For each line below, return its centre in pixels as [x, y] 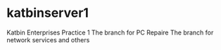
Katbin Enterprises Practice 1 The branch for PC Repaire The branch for [110, 32]
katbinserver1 [48, 13]
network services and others [48, 39]
